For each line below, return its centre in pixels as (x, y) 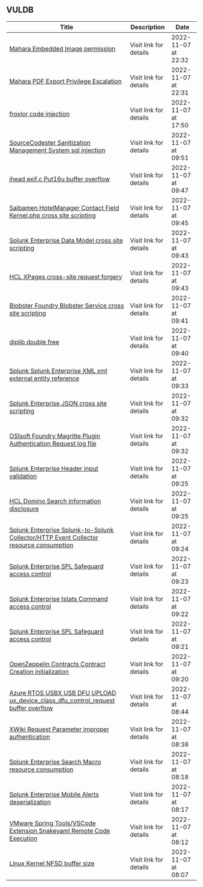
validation (23, 476)
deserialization (30, 802)
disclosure (24, 509)
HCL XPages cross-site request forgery (66, 276)
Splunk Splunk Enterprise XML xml (58, 370)
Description (147, 27)
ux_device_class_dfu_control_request (62, 700)
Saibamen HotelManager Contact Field (64, 207)
